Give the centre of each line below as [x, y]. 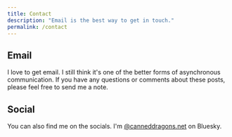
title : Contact [30, 14]
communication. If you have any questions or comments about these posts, [116, 80]
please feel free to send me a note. [58, 87]
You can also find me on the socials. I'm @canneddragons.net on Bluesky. [115, 126]
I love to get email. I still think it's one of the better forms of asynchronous [114, 72]
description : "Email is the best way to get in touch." [91, 20]
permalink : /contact [38, 27]
